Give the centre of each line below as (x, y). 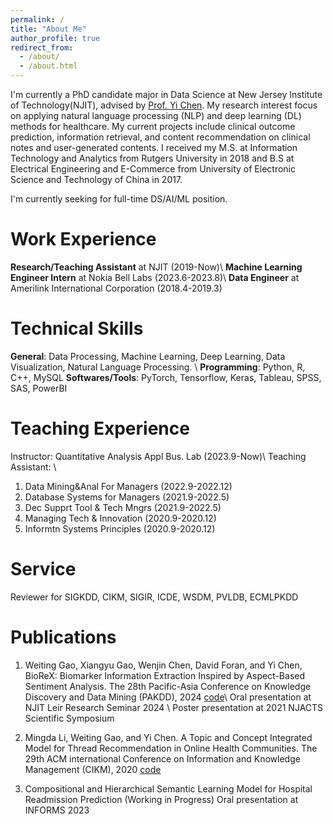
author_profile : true (55, 38)
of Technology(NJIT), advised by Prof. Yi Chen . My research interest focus (164, 105)
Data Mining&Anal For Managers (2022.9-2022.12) (128, 486)
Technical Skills (77, 328)
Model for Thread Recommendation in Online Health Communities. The (171, 748)
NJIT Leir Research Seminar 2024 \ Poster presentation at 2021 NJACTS (174, 707)
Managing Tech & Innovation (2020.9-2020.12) (120, 518)
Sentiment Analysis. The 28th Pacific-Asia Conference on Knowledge (168, 686)
